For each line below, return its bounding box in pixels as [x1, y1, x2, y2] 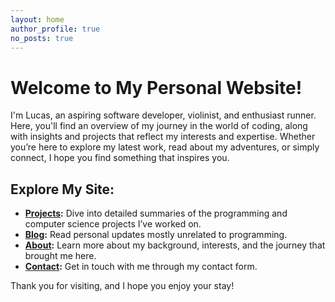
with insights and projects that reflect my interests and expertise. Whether [10, 131, 316, 143]
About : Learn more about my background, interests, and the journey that [24, 239, 326, 251]
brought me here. [24, 250, 97, 262]
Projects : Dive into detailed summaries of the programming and [24, 207, 288, 220]
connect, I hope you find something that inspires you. [10, 152, 230, 164]
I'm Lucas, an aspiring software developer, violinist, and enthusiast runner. [10, 109, 317, 121]
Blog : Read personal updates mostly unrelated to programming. [24, 229, 288, 241]
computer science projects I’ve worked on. [24, 218, 202, 230]
